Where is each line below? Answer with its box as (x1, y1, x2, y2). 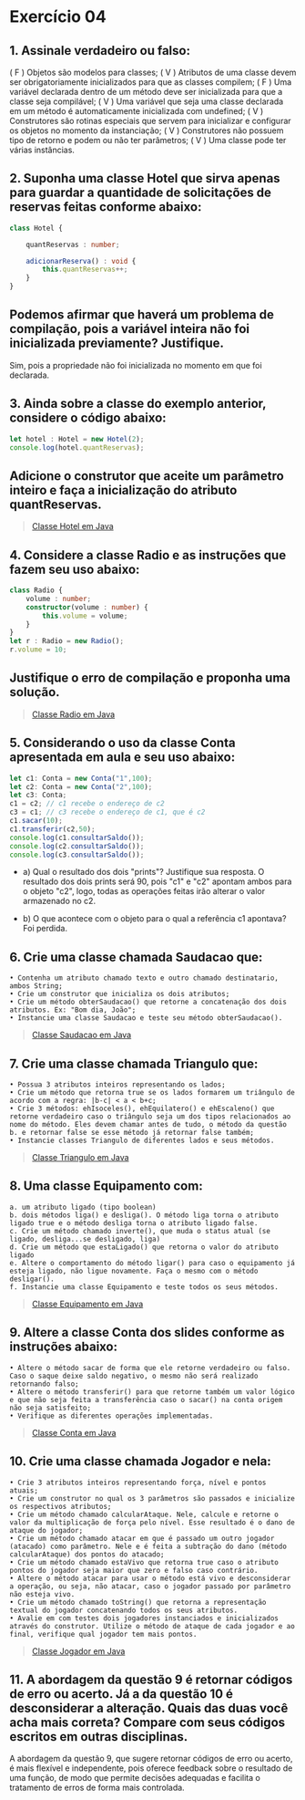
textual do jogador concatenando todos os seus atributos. (9, 1606, 239, 1615)
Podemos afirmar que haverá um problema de (9, 307, 275, 323)
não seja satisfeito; (9, 1403, 92, 1412)
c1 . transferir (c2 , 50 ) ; (9, 824, 96, 834)
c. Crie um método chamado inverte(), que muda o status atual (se (9, 1226, 271, 1235)
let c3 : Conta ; (9, 791, 67, 800)
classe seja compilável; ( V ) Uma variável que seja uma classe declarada (9, 96, 284, 107)
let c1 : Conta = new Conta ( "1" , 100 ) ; (9, 774, 153, 783)
